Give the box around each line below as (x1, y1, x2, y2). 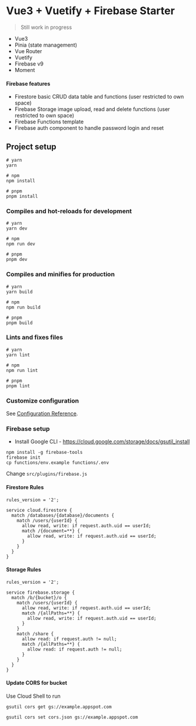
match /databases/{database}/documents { (11, 512, 115, 518)
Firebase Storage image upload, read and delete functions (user (14, 106, 170, 113)
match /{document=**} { (21, 528, 81, 534)
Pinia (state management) (14, 41, 78, 48)
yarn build (6, 289, 33, 295)
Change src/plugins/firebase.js (6, 470, 87, 478)
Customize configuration (6, 397, 79, 405)
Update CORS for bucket (6, 679, 68, 686)
